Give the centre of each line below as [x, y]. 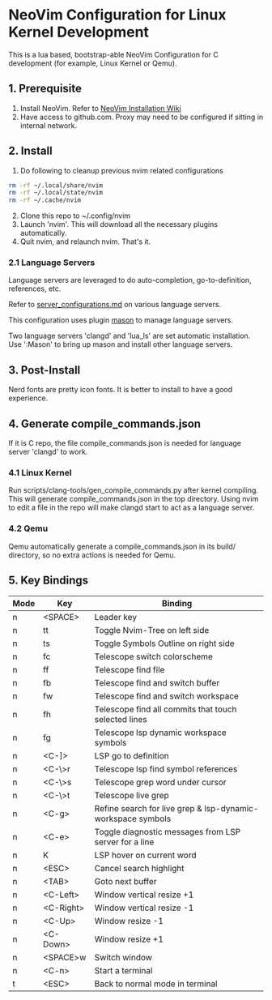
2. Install [30, 151]
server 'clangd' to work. [48, 452]
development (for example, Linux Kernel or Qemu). [93, 63]
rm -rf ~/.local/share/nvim [56, 185]
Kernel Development [79, 32]
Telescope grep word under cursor [160, 782]
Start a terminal [123, 970]
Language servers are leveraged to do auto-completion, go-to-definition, [130, 280]
